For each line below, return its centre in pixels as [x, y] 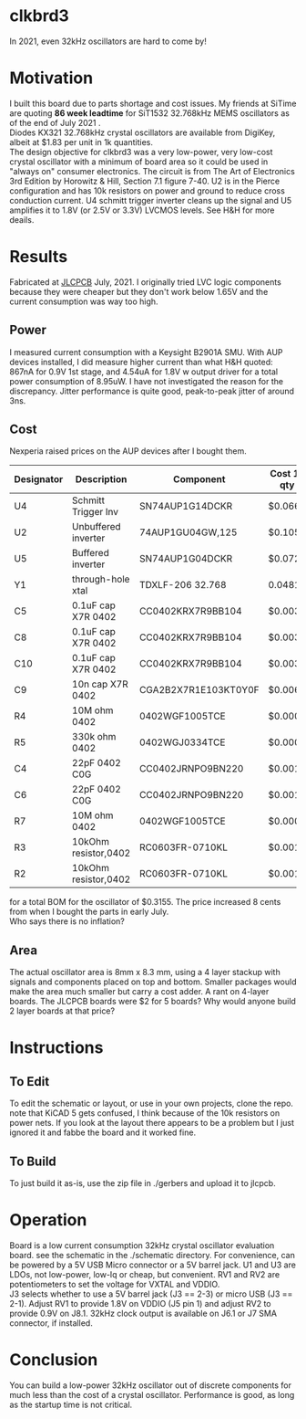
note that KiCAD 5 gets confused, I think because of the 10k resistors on [145, 1113]
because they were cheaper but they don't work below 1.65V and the [139, 291]
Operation [48, 1220]
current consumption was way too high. [84, 301]
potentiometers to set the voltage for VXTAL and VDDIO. [115, 1284]
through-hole [101, 579]
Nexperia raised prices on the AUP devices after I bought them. [128, 451]
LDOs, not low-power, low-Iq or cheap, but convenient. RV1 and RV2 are [145, 1274]
